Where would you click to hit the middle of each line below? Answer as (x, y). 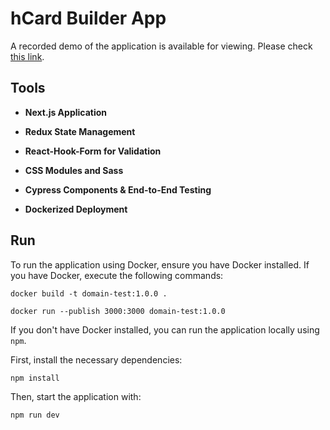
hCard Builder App (88, 18)
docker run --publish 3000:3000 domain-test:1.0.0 (118, 311)
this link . (27, 56)
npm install (35, 378)
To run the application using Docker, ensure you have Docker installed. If (160, 264)
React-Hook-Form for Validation (93, 151)
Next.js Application (66, 112)
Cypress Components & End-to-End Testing (118, 189)
